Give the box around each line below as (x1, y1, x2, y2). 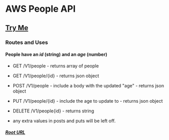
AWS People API (5, 3, 76, 15)
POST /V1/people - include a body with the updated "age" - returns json (12, 82, 164, 88)
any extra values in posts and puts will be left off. (12, 118, 116, 124)
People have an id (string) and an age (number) (5, 52, 107, 58)
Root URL (5, 129, 26, 135)
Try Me (5, 24, 29, 32)
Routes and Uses (5, 39, 49, 46)
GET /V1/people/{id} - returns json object (12, 73, 100, 79)
